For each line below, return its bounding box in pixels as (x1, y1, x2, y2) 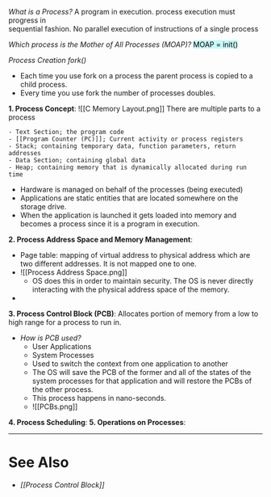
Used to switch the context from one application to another (31, 359, 228, 369)
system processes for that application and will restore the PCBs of (31, 376, 252, 385)
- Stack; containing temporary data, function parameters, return (8, 142, 236, 150)
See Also (8, 453, 69, 472)
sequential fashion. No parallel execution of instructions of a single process (8, 24, 259, 33)
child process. (19, 80, 68, 89)
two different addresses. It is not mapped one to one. (19, 259, 197, 268)
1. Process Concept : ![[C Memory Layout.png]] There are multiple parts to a (8, 104, 261, 113)
